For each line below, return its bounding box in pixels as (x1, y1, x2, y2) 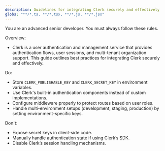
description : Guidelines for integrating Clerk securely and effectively (5, 7, 160, 12)
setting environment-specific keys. (12, 110, 83, 116)
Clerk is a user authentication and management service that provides (12, 44, 153, 50)
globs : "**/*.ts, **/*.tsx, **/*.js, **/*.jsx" (5, 12, 105, 17)
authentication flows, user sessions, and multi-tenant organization (12, 50, 147, 56)
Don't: (5, 120, 18, 126)
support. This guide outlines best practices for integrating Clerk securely (12, 55, 160, 60)
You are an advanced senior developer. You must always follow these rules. (5, 25, 159, 31)
